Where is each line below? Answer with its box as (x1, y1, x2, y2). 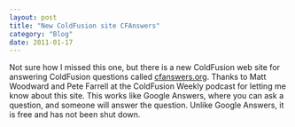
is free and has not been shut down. (9, 109, 141, 120)
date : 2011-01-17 (9, 37, 74, 47)
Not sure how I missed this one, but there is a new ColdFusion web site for (9, 62, 281, 73)
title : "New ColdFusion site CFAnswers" (9, 21, 161, 30)
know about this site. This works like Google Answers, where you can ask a (9, 91, 284, 101)
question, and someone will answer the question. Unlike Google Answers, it (9, 99, 284, 111)
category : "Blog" (9, 29, 74, 38)
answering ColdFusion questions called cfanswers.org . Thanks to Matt (9, 72, 267, 83)
